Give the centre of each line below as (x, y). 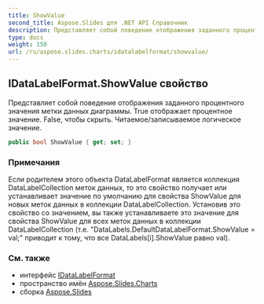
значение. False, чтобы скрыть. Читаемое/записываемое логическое (125, 119)
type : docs (26, 37)
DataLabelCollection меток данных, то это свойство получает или (117, 187)
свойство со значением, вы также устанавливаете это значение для (124, 212)
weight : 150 (27, 45)
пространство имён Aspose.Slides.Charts (88, 284)
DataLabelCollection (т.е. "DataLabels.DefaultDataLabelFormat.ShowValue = (132, 229)
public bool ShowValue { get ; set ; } (70, 142)
